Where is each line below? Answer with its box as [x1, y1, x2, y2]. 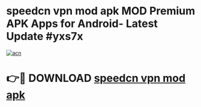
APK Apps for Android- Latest [6, 17, 158, 30]
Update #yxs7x [6, 30, 83, 43]
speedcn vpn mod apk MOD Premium [6, 4, 196, 18]
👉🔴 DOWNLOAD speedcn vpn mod [6, 72, 186, 85]
